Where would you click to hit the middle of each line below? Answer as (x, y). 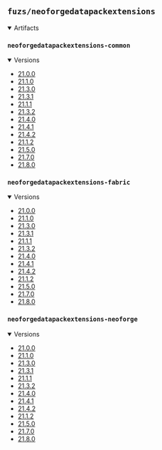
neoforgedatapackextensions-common (69, 45)
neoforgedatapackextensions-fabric (69, 183)
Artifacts (26, 28)
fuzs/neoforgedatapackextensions (82, 12)
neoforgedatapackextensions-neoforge (73, 319)
